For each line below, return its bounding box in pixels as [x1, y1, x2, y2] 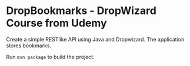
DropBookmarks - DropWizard [6, 4, 157, 18]
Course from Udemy [6, 16, 107, 30]
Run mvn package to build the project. [6, 53, 95, 60]
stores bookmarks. [6, 42, 52, 49]
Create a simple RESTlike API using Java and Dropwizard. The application [6, 36, 185, 43]
